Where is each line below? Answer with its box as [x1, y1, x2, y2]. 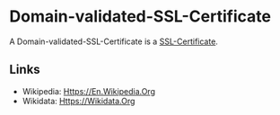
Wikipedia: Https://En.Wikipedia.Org [22, 85, 155, 96]
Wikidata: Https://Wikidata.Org [22, 95, 136, 106]
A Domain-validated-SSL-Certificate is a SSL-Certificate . [9, 36, 218, 47]
